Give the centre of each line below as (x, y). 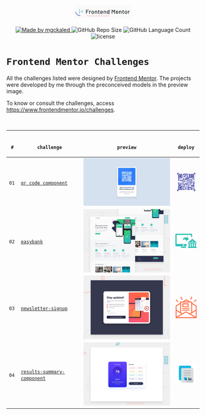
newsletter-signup (44, 309)
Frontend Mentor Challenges (78, 62)
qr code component (44, 183)
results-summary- (43, 372)
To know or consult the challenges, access (60, 103)
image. (15, 91)
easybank (32, 242)
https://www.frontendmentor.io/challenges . (61, 109)
